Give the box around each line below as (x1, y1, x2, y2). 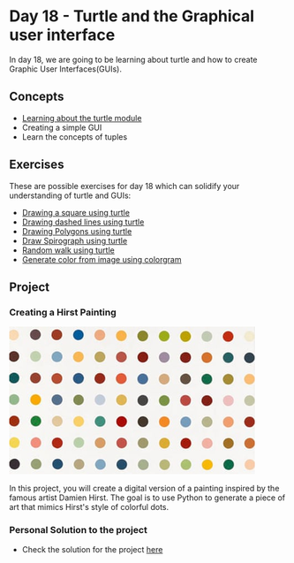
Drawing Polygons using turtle (21, 225, 132, 236)
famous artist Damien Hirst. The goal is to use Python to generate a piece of (9, 492, 286, 503)
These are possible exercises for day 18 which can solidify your (9, 180, 240, 191)
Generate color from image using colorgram (21, 254, 182, 264)
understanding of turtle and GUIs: (9, 190, 132, 201)
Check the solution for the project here (21, 544, 163, 554)
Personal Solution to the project (9, 524, 147, 536)
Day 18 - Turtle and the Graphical (9, 6, 254, 27)
